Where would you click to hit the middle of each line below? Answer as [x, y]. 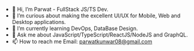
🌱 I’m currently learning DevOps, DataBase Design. [75, 28]
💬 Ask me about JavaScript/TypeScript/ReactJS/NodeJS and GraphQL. [100, 35]
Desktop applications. [39, 22]
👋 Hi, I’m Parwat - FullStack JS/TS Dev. [60, 9]
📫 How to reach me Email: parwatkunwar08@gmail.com [82, 41]
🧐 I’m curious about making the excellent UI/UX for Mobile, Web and [96, 16]
